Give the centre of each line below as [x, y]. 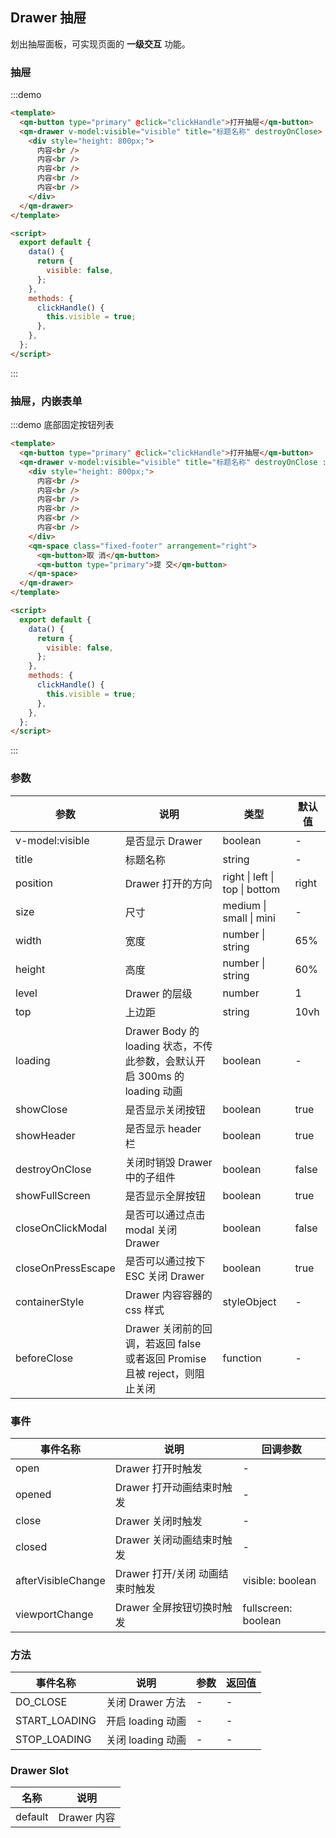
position [34, 883]
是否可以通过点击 [165, 1215]
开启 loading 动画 [146, 1721]
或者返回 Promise [165, 1358]
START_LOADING [56, 1721]
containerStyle [50, 1301]
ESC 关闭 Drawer [164, 1276]
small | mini [249, 918]
